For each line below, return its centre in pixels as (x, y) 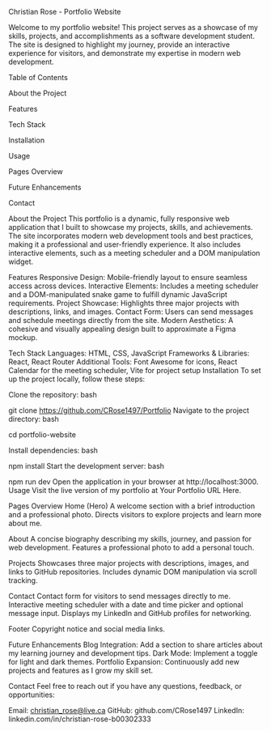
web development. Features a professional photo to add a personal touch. (131, 547)
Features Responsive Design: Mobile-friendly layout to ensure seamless (128, 277)
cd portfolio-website (42, 435)
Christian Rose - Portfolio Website (65, 12)
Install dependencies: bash (53, 450)
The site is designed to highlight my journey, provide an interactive (119, 45)
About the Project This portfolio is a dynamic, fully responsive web (119, 219)
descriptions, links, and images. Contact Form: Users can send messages (131, 312)
